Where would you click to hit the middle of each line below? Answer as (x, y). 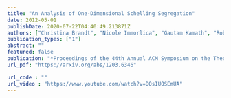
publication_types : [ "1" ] (44, 39)
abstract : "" (26, 46)
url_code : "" (27, 77)
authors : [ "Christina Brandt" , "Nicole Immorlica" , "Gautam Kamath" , (109, 33)
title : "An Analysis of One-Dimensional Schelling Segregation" (101, 13)
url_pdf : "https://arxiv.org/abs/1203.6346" (72, 65)
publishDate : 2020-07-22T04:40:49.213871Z (69, 26)
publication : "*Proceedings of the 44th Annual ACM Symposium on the (109, 59)
